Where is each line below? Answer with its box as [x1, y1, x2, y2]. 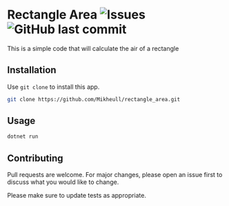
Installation [7, 64, 57, 76]
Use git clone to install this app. [7, 83, 100, 91]
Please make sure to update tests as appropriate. [7, 192, 147, 200]
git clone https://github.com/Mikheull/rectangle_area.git [7, 96, 181, 103]
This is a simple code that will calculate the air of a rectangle [7, 44, 179, 52]
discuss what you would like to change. [7, 178, 119, 186]
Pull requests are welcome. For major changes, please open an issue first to [7, 171, 223, 179]
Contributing [7, 152, 63, 164]
